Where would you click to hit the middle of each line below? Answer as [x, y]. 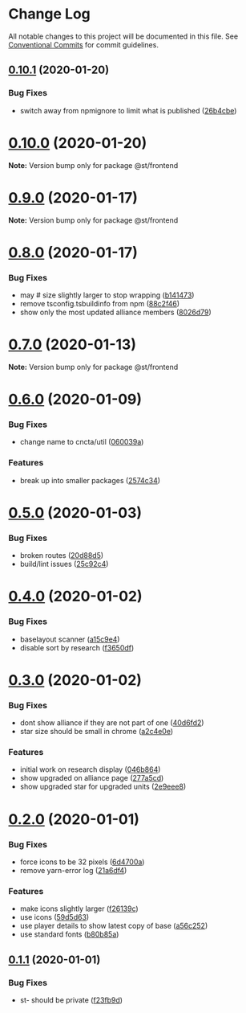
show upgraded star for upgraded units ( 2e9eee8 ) [103, 787]
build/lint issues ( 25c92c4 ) [64, 564]
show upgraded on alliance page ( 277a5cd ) [92, 778]
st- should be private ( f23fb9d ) [71, 1000]
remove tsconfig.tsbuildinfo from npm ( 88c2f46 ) [100, 303]
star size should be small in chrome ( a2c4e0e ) [97, 732]
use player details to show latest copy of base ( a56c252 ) [114, 926]
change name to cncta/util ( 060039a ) [82, 442]
